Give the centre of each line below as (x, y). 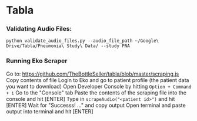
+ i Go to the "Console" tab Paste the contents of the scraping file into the (96, 93)
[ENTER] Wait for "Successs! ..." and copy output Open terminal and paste (96, 105)
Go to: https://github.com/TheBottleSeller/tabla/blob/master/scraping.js (93, 74)
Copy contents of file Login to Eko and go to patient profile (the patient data (98, 80)
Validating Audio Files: (39, 29)
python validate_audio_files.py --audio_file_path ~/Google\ (83, 41)
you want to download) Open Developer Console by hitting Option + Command (99, 86)
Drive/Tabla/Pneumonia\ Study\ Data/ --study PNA (68, 46)
